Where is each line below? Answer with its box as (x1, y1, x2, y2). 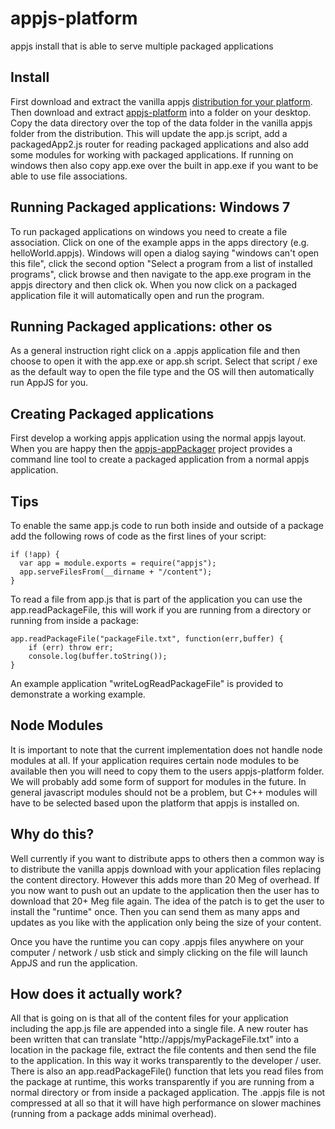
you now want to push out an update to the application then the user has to (10, 884, 320, 896)
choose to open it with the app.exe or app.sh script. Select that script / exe (10, 355, 318, 367)
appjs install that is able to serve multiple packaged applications (10, 40, 274, 52)
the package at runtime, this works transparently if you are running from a (10, 1076, 315, 1088)
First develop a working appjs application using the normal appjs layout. (10, 432, 307, 444)
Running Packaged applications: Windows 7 (10, 199, 291, 216)
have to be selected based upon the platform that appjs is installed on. (10, 797, 300, 809)
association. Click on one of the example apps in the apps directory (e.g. (10, 236, 310, 248)
